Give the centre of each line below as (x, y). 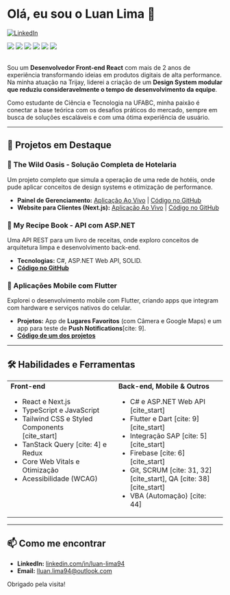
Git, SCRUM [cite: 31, (164, 470)
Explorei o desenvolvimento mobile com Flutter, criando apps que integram (113, 301)
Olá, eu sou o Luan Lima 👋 (81, 14)
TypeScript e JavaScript (61, 410)
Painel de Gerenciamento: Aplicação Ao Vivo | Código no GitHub (109, 200)
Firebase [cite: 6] (157, 453)
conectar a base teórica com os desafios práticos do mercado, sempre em (112, 110)
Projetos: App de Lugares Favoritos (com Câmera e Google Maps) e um (119, 321)
